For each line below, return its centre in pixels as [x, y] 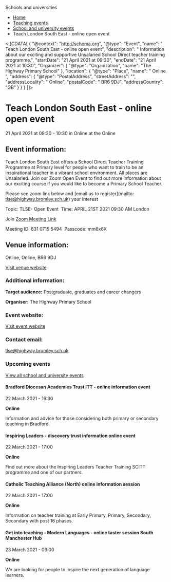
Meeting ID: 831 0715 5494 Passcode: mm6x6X [56, 229]
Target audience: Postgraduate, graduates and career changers [73, 292]
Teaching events [30, 23]
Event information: [36, 149]
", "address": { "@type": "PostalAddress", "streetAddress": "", [71, 76]
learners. [15, 575]
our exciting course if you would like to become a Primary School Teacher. [84, 183]
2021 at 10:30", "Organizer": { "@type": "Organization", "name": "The [78, 65]
